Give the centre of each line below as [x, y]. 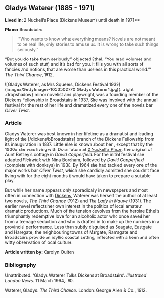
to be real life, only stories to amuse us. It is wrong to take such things [88, 44]
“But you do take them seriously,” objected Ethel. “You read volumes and [78, 59]
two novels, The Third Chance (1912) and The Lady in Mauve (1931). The [78, 201]
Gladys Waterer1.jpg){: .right [105, 89]
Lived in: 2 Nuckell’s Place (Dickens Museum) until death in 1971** [72, 20]
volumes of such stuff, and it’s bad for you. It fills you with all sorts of [74, 64]
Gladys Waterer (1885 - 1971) [50, 8]
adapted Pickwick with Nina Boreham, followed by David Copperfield [75, 160]
